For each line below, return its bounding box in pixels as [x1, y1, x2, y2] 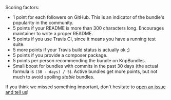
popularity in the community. [12, 20, 73, 26]
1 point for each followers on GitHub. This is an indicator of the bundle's [12, 14, 165, 20]
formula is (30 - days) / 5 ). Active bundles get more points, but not [12, 68, 158, 74]
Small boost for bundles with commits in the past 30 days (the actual [12, 63, 158, 69]
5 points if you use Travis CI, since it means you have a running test [12, 36, 156, 42]
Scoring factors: [5, 5, 40, 10]
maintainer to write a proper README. [12, 31, 93, 36]
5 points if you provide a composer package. [12, 52, 108, 58]
